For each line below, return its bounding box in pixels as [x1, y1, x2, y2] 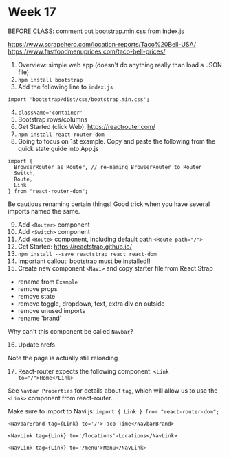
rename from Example [17, 277, 78, 286]
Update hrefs [17, 341, 56, 349]
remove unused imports [17, 306, 85, 314]
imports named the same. [8, 207, 80, 215]
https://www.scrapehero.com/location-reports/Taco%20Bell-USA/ [8, 40, 197, 48]
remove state [17, 292, 56, 300]
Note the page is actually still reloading [8, 354, 118, 362]
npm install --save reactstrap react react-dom [17, 251, 157, 257]
